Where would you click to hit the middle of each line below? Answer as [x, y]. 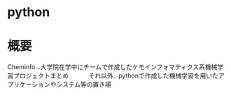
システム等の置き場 [84, 85]
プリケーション [29, 85]
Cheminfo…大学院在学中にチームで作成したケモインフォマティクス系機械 [112, 67]
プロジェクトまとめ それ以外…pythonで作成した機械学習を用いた [115, 76]
